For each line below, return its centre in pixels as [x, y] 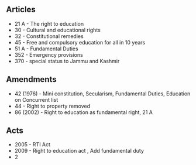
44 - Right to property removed [52, 106]
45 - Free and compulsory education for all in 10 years [80, 42]
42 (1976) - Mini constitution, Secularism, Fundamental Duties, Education [102, 94]
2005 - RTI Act [32, 145]
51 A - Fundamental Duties [46, 49]
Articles [21, 10]
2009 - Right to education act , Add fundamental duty [79, 151]
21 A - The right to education [49, 23]
